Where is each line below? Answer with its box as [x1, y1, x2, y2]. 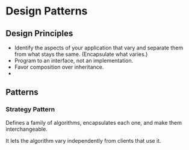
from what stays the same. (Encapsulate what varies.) [14, 51, 148, 58]
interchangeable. [5, 125, 48, 133]
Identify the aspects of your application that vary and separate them [14, 44, 184, 51]
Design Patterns [5, 4, 88, 18]
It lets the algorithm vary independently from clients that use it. [5, 137, 161, 144]
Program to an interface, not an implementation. [14, 57, 134, 64]
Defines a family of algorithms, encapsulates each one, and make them [5, 119, 182, 126]
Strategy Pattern [5, 105, 55, 114]
